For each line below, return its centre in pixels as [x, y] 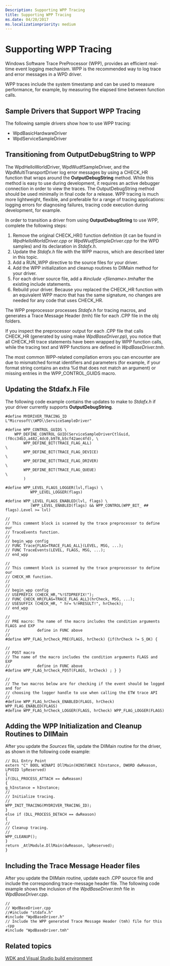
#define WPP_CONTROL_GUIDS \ [36, 430]
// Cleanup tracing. [27, 828]
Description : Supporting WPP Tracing [45, 10]
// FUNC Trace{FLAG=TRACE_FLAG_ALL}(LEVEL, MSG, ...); [64, 546]
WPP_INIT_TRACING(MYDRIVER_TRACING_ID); [49, 806]
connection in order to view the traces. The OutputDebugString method [80, 189]
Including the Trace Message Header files [73, 866]
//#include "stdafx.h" [29, 913]
